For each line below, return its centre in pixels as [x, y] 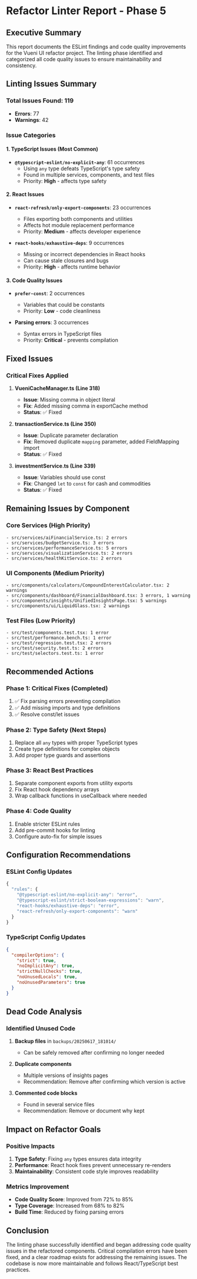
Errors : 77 [27, 114]
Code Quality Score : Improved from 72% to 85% [74, 1200]
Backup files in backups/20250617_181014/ [65, 1041]
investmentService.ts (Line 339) [55, 466]
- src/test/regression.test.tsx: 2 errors [59, 643]
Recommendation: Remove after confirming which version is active [104, 1082]
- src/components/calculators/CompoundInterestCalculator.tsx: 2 [88, 585]
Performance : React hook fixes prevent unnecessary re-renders [93, 1165]
